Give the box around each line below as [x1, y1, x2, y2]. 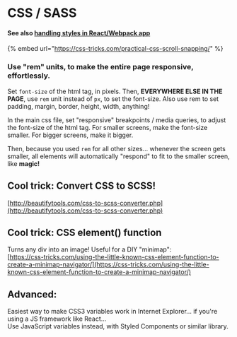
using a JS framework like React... [7, 314, 107, 323]
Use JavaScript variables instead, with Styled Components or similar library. [7, 322, 229, 331]
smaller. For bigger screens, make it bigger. [7, 131, 134, 139]
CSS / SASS [7, 5, 77, 21]
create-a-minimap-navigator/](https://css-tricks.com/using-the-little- [7, 260, 210, 269]
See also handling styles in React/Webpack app [7, 28, 151, 37]
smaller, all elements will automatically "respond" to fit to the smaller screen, [7, 152, 230, 160]
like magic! [7, 159, 40, 167]
